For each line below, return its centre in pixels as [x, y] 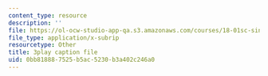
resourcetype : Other [43, 45]
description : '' [35, 23]
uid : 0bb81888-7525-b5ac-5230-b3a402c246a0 [82, 60]
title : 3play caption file [53, 52]
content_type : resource [48, 15]
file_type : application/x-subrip [64, 38]
